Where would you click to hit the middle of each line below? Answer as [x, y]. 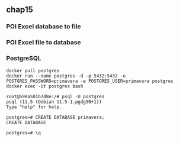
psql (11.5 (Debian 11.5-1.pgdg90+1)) [54, 102]
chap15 [20, 10]
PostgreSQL [24, 59]
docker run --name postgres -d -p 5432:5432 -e [66, 76]
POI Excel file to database [44, 43]
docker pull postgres [33, 70]
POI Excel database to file [44, 27]
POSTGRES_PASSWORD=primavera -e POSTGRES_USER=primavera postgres [90, 81]
